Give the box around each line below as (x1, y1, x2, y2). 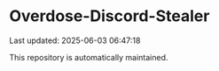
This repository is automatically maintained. (9, 52, 168, 62)
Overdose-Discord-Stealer (9, 6, 210, 26)
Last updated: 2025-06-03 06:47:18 (9, 35, 141, 46)
